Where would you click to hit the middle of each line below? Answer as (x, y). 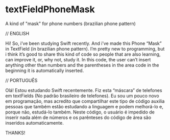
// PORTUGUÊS (21, 80)
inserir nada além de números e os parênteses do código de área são (78, 117)
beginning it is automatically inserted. (45, 71)
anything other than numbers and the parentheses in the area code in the (82, 65)
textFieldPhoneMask (50, 9)
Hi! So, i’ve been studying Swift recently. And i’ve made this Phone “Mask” (83, 43)
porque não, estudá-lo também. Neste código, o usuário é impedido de (80, 112)
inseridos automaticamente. (34, 123)
